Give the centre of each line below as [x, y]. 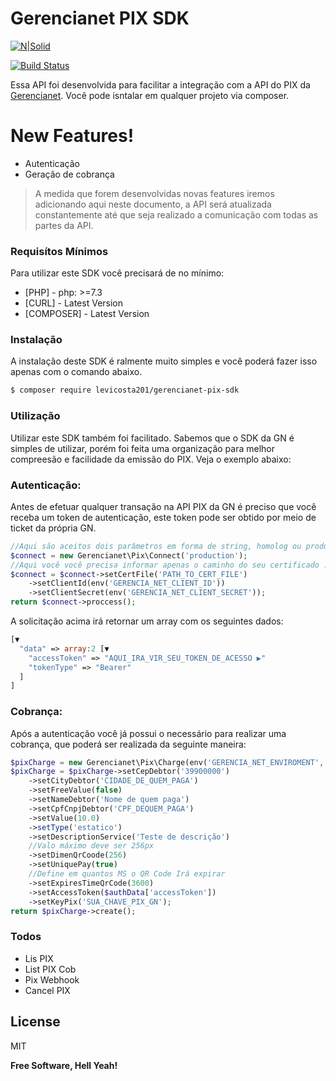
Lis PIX [39, 958]
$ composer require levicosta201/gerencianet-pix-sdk [125, 390]
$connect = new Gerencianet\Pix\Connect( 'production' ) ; [129, 555]
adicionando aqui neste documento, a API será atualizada [153, 204]
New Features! [72, 136]
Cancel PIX [47, 990]
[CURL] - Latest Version [74, 303]
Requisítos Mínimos [59, 251]
